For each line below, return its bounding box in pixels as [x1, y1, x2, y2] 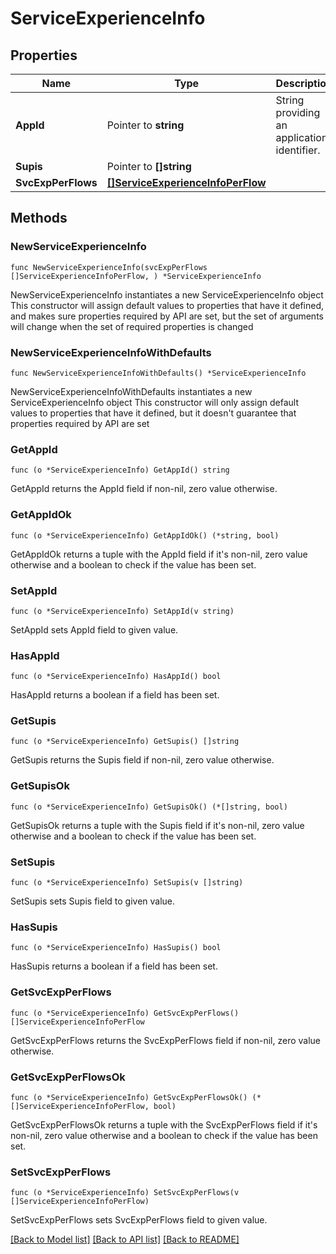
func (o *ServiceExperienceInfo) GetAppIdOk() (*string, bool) [10, 530, 280, 541]
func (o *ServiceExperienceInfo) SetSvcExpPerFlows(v [10, 1188, 240, 1198]
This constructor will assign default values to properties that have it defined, [10, 299, 325, 311]
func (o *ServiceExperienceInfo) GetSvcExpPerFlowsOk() [10, 1092, 248, 1102]
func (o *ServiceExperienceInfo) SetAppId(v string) [10, 606, 235, 616]
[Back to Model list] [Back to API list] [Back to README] [10, 1233, 240, 1246]
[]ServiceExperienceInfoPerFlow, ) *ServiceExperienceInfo [10, 271, 262, 281]
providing [275, 106, 321, 119]
